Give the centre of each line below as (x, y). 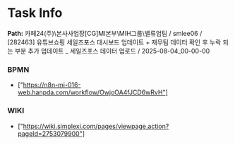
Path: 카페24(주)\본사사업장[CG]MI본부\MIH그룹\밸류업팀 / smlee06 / (105, 33)
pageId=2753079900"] (51, 133)
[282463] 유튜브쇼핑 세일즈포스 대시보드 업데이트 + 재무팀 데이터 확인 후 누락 (114, 42)
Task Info (35, 13)
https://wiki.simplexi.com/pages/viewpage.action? (96, 126)
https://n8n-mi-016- (52, 85)
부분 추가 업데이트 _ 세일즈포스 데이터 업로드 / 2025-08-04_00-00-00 (112, 51)
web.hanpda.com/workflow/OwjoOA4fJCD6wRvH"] (92, 92)
